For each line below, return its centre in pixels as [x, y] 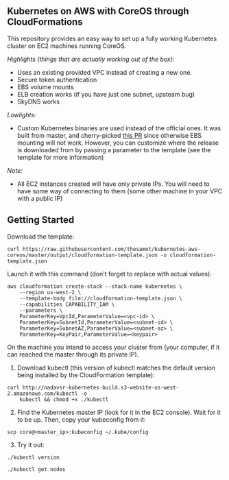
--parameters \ [41, 310]
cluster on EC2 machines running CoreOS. [67, 46]
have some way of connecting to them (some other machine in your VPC [120, 191]
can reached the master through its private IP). [73, 354]
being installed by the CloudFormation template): [86, 375]
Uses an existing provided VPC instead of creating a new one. [105, 72]
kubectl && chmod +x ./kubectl [64, 399]
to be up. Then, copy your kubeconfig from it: [81, 419]
